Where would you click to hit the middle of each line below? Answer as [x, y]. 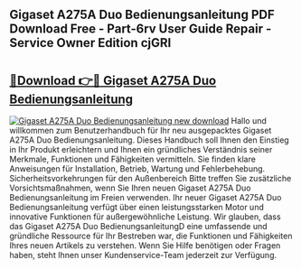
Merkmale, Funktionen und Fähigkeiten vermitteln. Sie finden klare [132, 159]
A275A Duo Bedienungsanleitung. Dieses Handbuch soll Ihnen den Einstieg [149, 140]
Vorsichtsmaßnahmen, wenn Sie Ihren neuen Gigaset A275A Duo [130, 188]
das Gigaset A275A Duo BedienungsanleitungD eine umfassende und [139, 226]
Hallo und [249, 121]
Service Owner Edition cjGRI [90, 43]
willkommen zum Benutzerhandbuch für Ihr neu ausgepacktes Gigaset [141, 130]
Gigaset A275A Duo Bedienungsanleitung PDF [142, 15]
